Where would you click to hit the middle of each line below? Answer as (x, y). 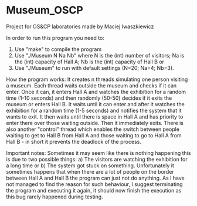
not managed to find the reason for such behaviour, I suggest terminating (94, 184)
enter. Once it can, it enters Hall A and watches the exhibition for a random (96, 92)
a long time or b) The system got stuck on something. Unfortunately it (90, 166)
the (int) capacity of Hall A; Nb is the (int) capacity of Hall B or (89, 62)
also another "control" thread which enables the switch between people (93, 129)
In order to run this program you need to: (55, 38)
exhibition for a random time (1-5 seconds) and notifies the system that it (94, 110)
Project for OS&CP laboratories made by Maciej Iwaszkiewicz (80, 26)
